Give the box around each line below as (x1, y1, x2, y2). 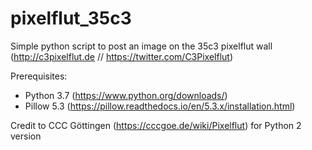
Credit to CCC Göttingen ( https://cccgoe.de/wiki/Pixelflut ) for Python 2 (10, 119, 302, 131)
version (10, 130, 42, 142)
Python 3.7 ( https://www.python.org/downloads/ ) (24, 89, 228, 101)
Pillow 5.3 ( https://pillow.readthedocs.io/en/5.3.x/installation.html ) (24, 100, 296, 112)
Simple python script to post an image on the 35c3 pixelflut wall (10, 40, 273, 52)
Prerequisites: (10, 70, 68, 82)
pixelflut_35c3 (10, 7, 132, 30)
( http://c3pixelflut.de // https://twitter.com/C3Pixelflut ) (10, 50, 234, 62)
